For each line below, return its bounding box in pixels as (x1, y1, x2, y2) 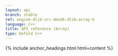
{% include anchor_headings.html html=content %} (5, 45, 113, 51)
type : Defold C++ (5, 31, 42, 36)
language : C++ (5, 21, 36, 27)
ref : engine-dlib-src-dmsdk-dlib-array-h (5, 17, 95, 22)
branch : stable (5, 12, 38, 17)
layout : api (5, 7, 31, 13)
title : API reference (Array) (5, 26, 70, 32)
